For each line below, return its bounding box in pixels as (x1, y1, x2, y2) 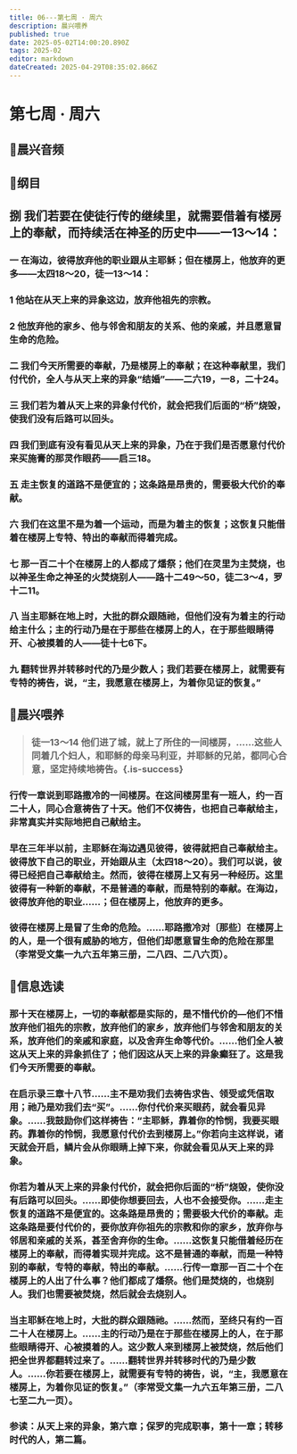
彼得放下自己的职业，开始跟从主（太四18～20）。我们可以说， (9, 855, 274, 868)
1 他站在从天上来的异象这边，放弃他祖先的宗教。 (9, 294, 217, 306)
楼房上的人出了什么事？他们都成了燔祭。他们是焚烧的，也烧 (9, 1274, 266, 1286)
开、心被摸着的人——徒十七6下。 (9, 637, 153, 650)
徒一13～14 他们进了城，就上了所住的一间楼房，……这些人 (30, 735, 283, 748)
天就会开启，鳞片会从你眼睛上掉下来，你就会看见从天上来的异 (9, 1141, 275, 1153)
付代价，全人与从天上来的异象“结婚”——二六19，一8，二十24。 (9, 372, 285, 385)
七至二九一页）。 (9, 1394, 78, 1407)
